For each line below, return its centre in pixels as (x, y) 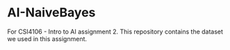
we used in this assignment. (47, 38)
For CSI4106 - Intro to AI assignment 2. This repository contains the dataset (115, 32)
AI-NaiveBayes (51, 13)
